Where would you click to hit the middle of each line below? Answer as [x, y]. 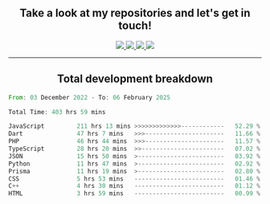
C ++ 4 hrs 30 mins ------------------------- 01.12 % [135, 186]
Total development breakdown [135, 79]
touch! [135, 26]
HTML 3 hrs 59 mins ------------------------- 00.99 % [135, 194]
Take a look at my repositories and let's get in [135, 13]
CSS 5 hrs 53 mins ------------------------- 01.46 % [135, 179]
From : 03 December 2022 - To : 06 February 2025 [90, 97]
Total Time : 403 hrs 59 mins [57, 112]
